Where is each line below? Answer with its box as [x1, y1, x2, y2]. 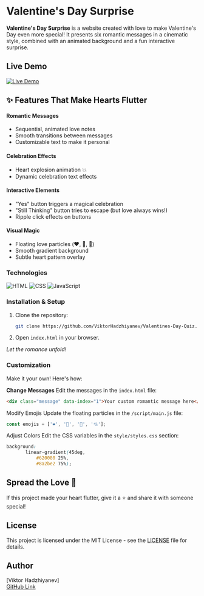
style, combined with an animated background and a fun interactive [6, 37, 175, 44]
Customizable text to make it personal [15, 139, 110, 146]
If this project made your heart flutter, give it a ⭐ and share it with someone [6, 494, 194, 501]
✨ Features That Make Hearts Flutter [6, 95, 148, 106]
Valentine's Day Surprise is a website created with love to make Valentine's [6, 24, 196, 32]
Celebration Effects [6, 152, 56, 159]
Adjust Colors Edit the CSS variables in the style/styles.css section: [6, 432, 179, 439]
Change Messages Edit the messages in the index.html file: [6, 386, 157, 394]
